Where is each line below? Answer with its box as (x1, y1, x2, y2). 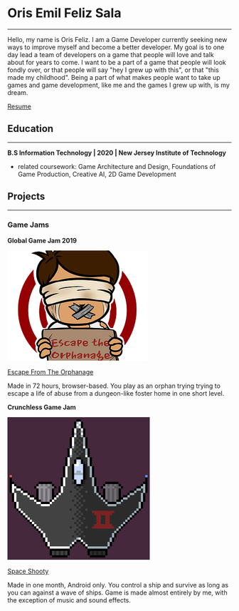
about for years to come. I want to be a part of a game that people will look (7, 58, 226, 66)
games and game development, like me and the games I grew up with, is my (7, 81, 230, 89)
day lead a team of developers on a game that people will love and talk (7, 50, 215, 58)
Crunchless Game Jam (7, 403, 76, 411)
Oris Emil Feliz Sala (7, 5, 122, 21)
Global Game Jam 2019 (7, 236, 77, 245)
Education (7, 123, 54, 135)
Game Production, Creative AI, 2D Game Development (17, 170, 176, 178)
